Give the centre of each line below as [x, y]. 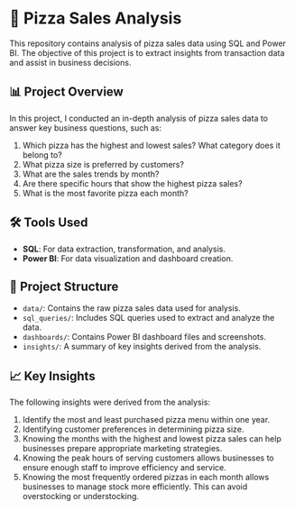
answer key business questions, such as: [86, 127]
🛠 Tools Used [49, 223]
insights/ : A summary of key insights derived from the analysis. [142, 347]
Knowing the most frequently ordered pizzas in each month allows [146, 478]
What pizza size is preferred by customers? [103, 164]
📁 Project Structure [64, 286]
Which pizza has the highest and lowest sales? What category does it [152, 145]
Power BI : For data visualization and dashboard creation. [128, 258]
